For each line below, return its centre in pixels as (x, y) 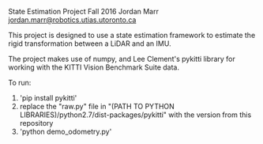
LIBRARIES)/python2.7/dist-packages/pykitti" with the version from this (135, 115)
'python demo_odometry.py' (66, 131)
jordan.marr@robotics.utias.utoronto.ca (72, 20)
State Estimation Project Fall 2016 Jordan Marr (84, 11)
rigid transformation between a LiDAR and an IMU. (90, 44)
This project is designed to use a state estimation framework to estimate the (132, 35)
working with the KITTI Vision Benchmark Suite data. (94, 67)
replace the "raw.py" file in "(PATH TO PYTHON (97, 106)
